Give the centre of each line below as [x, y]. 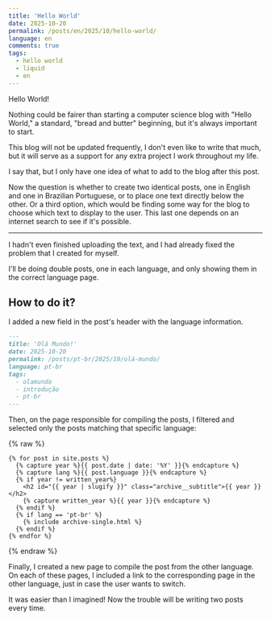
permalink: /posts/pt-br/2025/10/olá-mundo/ [84, 360]
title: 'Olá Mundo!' [43, 344]
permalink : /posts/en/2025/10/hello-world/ [83, 31]
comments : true [34, 46]
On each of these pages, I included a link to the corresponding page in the [132, 575]
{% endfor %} [30, 536]
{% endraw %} [33, 551]
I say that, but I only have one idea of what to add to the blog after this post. [134, 171]
